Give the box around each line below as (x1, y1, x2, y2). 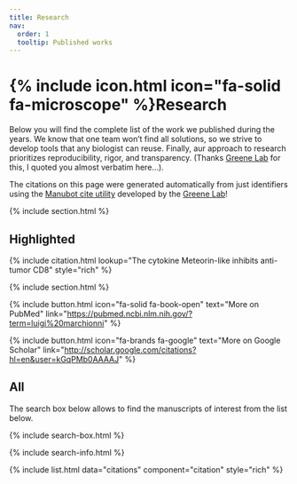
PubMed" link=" (9, 308, 68, 319)
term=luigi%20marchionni (9, 318, 105, 329)
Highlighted (9, 232, 75, 247)
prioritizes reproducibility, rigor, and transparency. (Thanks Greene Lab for (9, 153, 281, 163)
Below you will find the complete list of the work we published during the (9, 124, 275, 135)
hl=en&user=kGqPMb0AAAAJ (9, 354, 120, 364)
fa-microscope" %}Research (9, 95, 228, 115)
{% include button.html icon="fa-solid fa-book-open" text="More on (9, 299, 260, 309)
